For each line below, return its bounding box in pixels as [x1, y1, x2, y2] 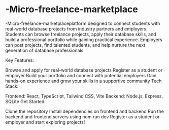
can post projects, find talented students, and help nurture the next [5, 42, 146, 48]
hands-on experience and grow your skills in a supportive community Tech [5, 78, 162, 84]
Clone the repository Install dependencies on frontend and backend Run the [5, 108, 164, 114]
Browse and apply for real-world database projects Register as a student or [5, 67, 163, 73]
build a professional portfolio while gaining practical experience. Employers [5, 37, 162, 43]
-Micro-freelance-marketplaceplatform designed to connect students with [5, 20, 160, 26]
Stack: [5, 83, 19, 89]
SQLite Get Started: [5, 98, 46, 105]
